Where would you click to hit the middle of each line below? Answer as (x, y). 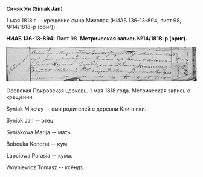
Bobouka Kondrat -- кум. (38, 144)
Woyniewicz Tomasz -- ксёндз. (45, 167)
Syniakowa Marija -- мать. (39, 132)
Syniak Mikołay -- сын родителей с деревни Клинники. (76, 109)
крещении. (20, 97)
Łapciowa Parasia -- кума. (40, 156)
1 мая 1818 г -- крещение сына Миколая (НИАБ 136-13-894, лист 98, (94, 20)
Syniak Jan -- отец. (31, 121)
